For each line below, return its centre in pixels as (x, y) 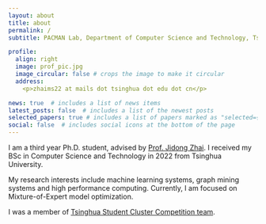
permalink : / (30, 30)
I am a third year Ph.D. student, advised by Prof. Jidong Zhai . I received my (130, 148)
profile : (23, 52)
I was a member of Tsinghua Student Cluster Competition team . (112, 212)
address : (30, 81)
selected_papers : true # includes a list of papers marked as (113, 118)
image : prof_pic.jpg (49, 67)
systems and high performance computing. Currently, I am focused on (123, 188)
